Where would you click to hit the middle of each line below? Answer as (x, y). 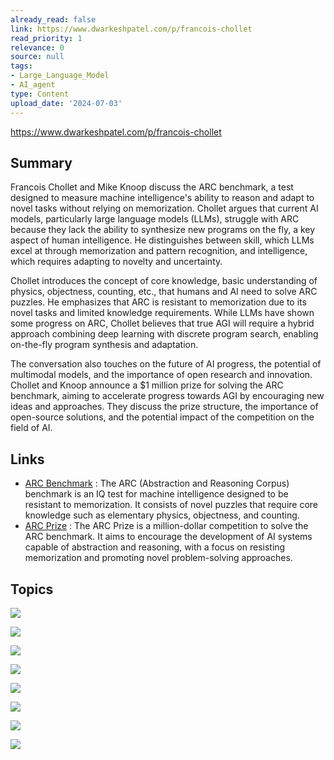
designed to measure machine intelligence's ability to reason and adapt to (162, 198)
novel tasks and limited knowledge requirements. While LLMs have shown (162, 313)
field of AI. (31, 428)
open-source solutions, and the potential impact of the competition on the (162, 417)
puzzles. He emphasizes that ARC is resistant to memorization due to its (158, 302)
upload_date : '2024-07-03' (66, 103)
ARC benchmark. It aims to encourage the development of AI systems (168, 537)
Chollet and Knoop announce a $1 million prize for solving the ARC (147, 385)
